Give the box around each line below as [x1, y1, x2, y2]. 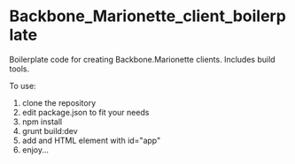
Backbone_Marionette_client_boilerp [9, 6, 286, 26]
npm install [21, 116, 63, 127]
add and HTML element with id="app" [21, 135, 161, 145]
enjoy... [21, 144, 50, 155]
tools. [9, 63, 30, 74]
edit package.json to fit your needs [21, 107, 150, 117]
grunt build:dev [21, 125, 78, 136]
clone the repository [21, 97, 97, 108]
